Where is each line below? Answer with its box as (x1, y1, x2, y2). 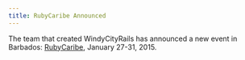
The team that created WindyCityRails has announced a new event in (8, 34, 238, 43)
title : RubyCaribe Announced (8, 11, 106, 20)
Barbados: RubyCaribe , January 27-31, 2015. (8, 42, 157, 52)
